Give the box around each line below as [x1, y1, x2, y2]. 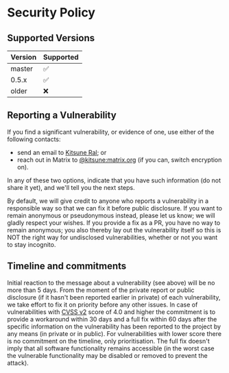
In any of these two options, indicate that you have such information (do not [7, 176, 221, 184]
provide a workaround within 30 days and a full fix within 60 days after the [7, 315, 217, 323]
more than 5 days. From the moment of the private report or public [7, 286, 195, 294]
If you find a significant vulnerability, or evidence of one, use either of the [7, 128, 215, 136]
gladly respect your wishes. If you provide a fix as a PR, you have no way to [7, 218, 221, 227]
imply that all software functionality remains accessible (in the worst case [7, 344, 215, 352]
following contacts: [7, 135, 61, 143]
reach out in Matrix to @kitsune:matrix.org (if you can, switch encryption [16, 156, 222, 164]
